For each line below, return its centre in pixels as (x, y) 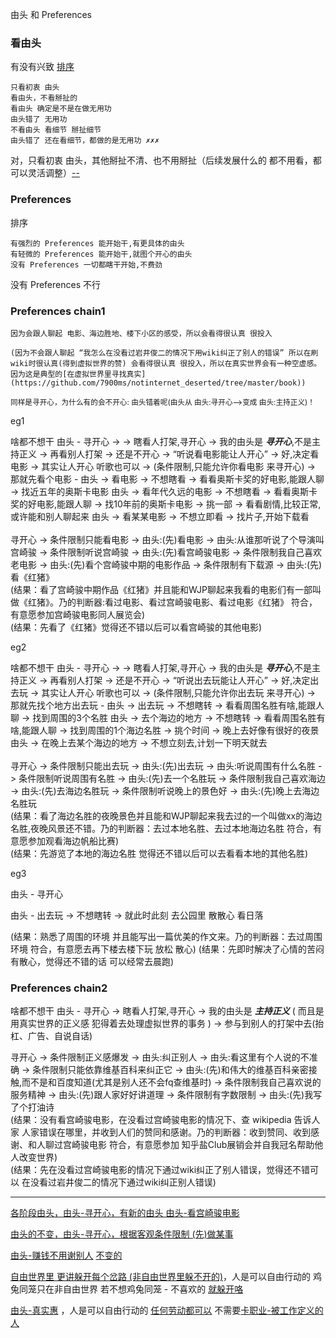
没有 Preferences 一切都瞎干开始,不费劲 (86, 264)
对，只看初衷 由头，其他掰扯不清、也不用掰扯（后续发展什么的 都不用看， (161, 160)
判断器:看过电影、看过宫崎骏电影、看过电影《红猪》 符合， (196, 602)
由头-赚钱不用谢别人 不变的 (66, 1255)
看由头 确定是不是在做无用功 (61, 109)
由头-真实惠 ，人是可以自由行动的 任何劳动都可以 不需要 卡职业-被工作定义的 (167, 1310)
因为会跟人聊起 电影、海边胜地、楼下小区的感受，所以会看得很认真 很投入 (141, 333)
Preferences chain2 (59, 988)
